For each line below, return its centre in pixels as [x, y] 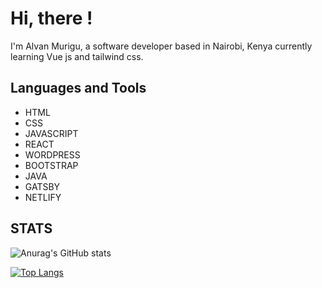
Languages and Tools [78, 88]
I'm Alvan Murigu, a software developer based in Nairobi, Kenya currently [161, 46]
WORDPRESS [52, 154]
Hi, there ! [51, 18]
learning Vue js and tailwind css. [77, 56]
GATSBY [42, 186]
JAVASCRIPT [51, 133]
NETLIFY [43, 197]
